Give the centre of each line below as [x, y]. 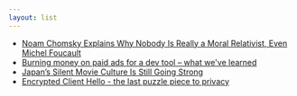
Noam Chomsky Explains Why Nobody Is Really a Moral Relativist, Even [154, 43]
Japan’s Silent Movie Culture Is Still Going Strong [112, 72]
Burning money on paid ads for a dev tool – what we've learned [139, 62]
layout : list [33, 17]
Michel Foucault [51, 52]
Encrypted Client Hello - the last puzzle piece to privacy [125, 81]
